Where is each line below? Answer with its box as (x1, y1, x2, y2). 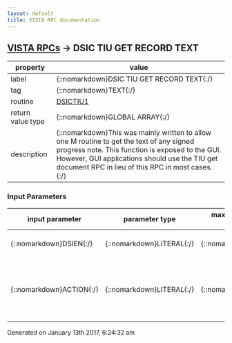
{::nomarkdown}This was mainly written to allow (56, 128, 212, 138)
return (10, 108, 31, 118)
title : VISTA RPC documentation (7, 17, 100, 24)
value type (10, 117, 45, 127)
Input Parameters (7, 192, 67, 201)
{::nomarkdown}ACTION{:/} (10, 284, 99, 294)
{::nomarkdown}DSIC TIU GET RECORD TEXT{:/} (56, 74, 213, 84)
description (10, 149, 48, 159)
